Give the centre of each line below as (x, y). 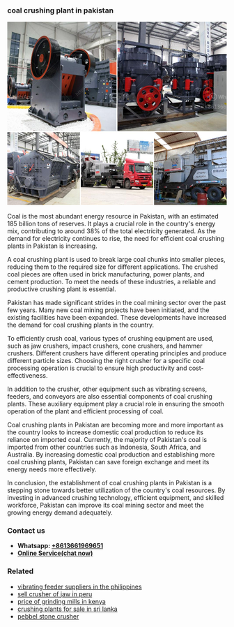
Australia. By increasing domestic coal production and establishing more (111, 454)
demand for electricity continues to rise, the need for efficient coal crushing (116, 238)
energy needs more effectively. (52, 469)
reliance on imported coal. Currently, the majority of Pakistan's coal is (107, 439)
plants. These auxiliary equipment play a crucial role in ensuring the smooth (116, 404)
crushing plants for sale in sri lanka (67, 609)
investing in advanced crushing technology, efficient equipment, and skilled (116, 497)
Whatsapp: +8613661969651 (60, 546)
